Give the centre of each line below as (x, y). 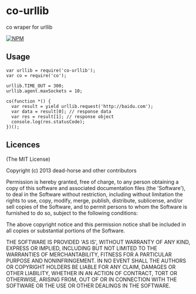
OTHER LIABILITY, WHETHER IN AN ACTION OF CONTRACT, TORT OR (92, 273)
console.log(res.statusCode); (48, 121)
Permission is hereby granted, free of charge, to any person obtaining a (92, 182)
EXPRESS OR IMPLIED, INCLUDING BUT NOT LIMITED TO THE (82, 248)
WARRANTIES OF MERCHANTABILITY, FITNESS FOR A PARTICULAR (89, 254)
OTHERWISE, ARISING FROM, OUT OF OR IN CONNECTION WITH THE (92, 279)
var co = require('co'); (36, 75)
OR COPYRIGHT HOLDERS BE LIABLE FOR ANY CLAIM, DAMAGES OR (91, 267)
